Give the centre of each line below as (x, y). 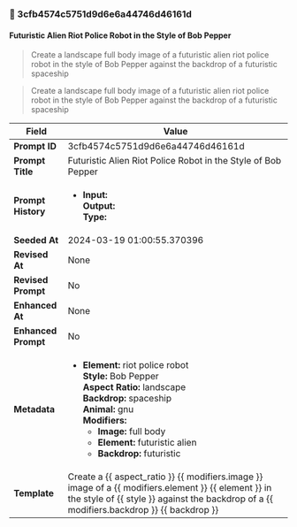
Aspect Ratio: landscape (134, 387)
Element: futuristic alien (147, 443)
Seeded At (36, 241)
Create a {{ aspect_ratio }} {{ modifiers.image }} (165, 477)
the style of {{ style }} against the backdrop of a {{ (171, 499)
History (30, 211)
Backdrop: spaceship (127, 399)
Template (34, 493)
